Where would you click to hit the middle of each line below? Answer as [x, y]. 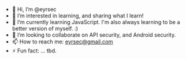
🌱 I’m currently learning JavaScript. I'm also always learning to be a [96, 22]
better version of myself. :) [45, 28]
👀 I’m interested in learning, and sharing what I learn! [78, 16]
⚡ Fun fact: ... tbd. [34, 51]
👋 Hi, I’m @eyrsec [34, 9]
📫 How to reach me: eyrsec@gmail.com [62, 42]
